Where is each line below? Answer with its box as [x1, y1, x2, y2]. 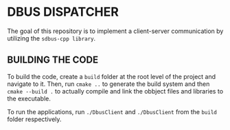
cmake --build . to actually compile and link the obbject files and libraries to [7, 87, 224, 95]
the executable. [7, 94, 51, 102]
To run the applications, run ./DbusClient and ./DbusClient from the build [7, 107, 218, 116]
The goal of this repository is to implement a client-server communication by [7, 27, 224, 35]
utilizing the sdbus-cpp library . [7, 34, 96, 42]
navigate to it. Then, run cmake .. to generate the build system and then [7, 80, 210, 88]
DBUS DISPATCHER [7, 4, 119, 20]
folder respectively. [7, 115, 62, 123]
